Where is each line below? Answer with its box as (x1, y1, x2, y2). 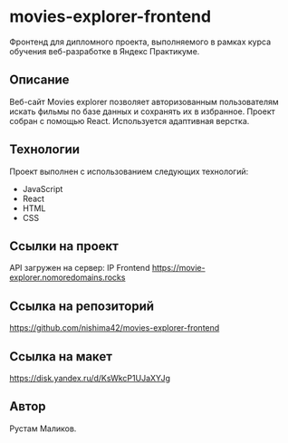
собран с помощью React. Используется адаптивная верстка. (9, 115, 250, 126)
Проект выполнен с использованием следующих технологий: (9, 166, 249, 177)
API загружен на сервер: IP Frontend (9, 263, 150, 274)
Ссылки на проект (9, 238, 120, 254)
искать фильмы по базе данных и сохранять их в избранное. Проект (9, 106, 276, 117)
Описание (9, 72, 70, 88)
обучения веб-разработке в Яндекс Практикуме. (9, 45, 200, 56)
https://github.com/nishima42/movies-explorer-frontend (9, 323, 220, 333)
